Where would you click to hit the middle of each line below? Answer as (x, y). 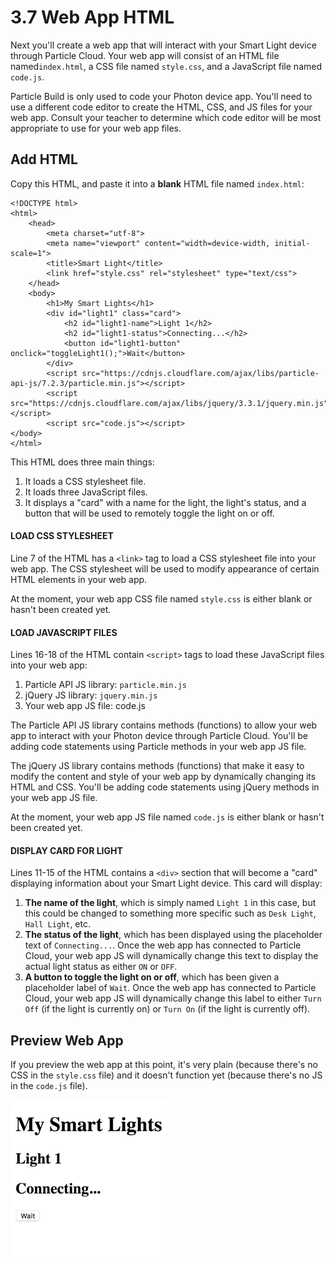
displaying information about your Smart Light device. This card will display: (166, 883)
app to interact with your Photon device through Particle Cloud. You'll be (159, 736)
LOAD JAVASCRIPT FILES (64, 632)
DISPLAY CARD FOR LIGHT (66, 850)
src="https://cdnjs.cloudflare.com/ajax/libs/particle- (200, 373)
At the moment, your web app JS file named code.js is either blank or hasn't (167, 817)
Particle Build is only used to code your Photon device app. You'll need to (161, 96)
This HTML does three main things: (82, 462)
